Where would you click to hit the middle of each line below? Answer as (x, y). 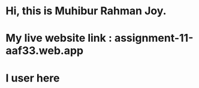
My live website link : (59, 38)
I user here (33, 78)
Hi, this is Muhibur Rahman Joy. (86, 11)
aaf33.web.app (45, 51)
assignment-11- (154, 38)
